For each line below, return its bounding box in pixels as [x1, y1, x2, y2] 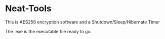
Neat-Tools [5, 3, 52, 14]
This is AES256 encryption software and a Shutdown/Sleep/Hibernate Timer [5, 19, 160, 25]
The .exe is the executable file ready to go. [5, 28, 92, 34]
